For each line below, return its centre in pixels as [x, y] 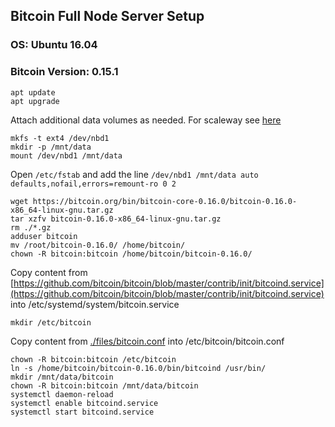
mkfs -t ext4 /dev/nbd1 [60, 138]
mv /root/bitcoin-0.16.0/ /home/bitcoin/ [98, 245]
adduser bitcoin [44, 236]
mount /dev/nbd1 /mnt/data [66, 155]
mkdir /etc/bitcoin [51, 322]
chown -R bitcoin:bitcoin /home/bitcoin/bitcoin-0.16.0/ [131, 254]
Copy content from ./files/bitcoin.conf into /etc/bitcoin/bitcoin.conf [147, 341]
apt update [33, 92]
